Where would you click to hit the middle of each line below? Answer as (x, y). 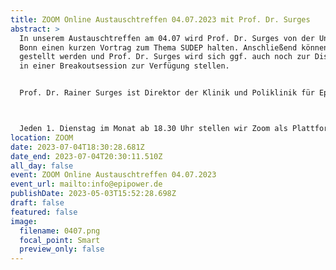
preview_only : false (62, 249)
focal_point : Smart (60, 240)
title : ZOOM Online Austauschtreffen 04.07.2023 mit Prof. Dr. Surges (160, 19)
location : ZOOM (42, 137)
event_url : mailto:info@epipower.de (86, 184)
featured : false (44, 212)
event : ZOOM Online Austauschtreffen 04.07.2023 (113, 175)
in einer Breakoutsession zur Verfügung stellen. (124, 66)
